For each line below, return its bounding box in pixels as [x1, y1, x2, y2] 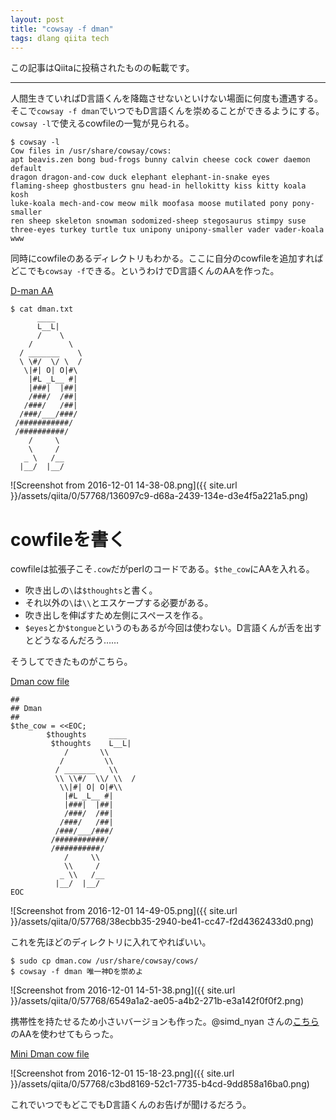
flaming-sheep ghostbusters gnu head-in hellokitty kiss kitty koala [10, 181, 307, 191]
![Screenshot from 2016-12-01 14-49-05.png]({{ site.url [10, 905, 238, 917]
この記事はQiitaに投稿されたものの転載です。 [10, 62, 195, 74]
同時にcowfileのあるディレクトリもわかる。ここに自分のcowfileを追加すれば [10, 252, 324, 265]
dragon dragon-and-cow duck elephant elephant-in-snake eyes [10, 172, 271, 183]
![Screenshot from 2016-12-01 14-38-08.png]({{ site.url [10, 479, 238, 491]
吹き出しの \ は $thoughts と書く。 [24, 584, 158, 596]
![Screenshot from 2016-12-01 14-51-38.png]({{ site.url [10, 984, 236, 996]
